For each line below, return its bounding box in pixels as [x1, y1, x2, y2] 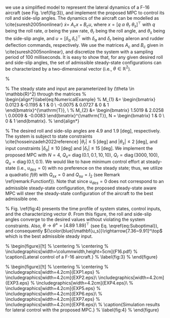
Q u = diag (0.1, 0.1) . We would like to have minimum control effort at [5, 158, 145, 166]
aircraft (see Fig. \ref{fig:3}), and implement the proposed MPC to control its [5, 10, 165, 16]
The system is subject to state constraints [5, 133, 93, 139]
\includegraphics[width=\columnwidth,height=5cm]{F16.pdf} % [5, 248, 138, 255]
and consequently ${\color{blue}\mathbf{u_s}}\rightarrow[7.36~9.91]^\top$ [5, 228, 163, 234]
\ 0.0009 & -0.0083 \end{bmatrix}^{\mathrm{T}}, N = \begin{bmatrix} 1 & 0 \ [5, 113, 165, 119]
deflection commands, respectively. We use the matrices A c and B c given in [5, 42, 163, 49]
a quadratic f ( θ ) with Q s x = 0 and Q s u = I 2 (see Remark [5, 172, 120, 179]
